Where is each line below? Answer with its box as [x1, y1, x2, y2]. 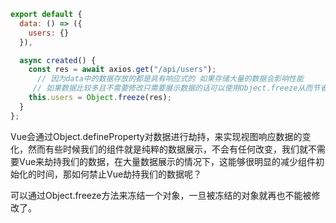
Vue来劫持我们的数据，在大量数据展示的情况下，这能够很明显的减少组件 [18, 155, 317, 167]
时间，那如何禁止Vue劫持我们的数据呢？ [36, 168, 203, 180]
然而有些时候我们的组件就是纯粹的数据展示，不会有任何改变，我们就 [27, 143, 308, 155]
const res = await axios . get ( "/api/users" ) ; [28, 65, 217, 75]
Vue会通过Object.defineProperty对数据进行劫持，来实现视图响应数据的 [10, 130, 303, 142]
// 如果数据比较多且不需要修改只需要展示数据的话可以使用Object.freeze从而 [32, 83, 313, 94]
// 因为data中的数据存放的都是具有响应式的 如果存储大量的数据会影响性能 [36, 74, 304, 84]
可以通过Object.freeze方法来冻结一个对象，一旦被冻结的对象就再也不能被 [10, 189, 312, 201]
